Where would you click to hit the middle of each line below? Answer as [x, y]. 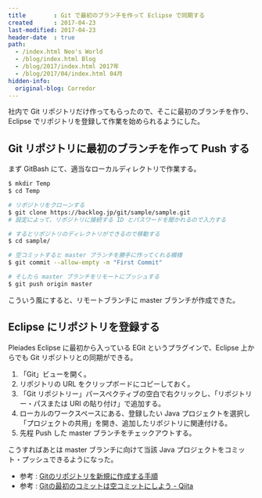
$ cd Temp [24, 191]
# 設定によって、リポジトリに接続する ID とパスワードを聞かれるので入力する [117, 220]
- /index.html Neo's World [59, 52]
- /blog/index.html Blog [56, 60]
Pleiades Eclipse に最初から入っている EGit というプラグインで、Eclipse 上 [128, 347]
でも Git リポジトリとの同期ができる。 [76, 357]
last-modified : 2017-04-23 [52, 30]
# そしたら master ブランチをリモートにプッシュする [84, 277]
